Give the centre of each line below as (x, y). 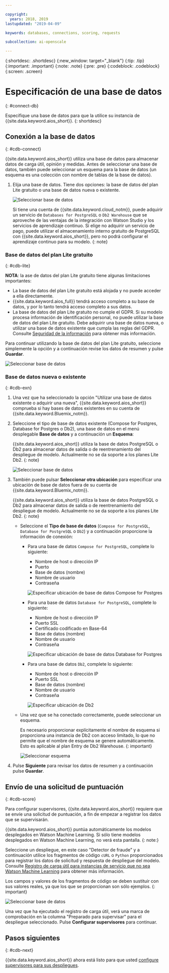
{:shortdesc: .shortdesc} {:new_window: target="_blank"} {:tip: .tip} (75, 61)
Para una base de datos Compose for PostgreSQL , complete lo (91, 547)
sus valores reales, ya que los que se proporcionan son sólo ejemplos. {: (80, 887)
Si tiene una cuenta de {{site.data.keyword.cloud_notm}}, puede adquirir (88, 209)
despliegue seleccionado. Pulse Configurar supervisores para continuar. (81, 922)
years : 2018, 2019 (29, 19)
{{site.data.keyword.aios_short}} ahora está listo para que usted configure (82, 960)
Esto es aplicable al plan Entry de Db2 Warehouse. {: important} (86, 746)
